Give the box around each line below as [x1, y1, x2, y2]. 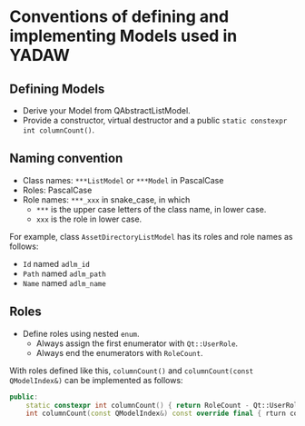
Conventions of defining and [9, 6, 230, 27]
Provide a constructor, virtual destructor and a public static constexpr [22, 115, 288, 125]
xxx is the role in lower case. [35, 213, 143, 224]
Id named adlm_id [22, 258, 91, 269]
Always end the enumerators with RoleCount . [35, 347, 203, 358]
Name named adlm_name [22, 277, 106, 288]
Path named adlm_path [22, 268, 106, 279]
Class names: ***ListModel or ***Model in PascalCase [22, 174, 224, 185]
